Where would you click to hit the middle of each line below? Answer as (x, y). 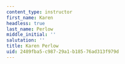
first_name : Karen (30, 18)
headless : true (26, 23)
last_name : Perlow (30, 29)
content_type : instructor (39, 12)
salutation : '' (26, 40)
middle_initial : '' (31, 35)
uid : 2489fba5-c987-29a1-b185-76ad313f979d (63, 52)
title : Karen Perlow (33, 46)
